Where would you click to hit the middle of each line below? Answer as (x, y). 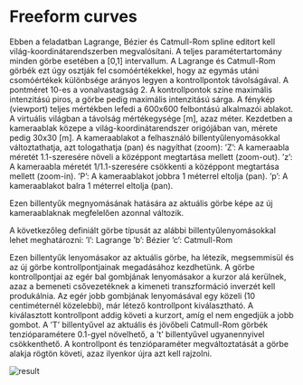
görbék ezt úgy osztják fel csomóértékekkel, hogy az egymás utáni (134, 70)
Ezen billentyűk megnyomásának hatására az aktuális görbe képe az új (141, 203)
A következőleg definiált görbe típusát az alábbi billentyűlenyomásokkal (142, 230)
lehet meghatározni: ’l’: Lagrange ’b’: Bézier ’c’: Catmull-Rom (121, 239)
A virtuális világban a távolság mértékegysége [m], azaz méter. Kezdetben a (151, 118)
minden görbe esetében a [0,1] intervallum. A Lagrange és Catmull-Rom (142, 61)
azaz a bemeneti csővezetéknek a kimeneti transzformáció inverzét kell (142, 286)
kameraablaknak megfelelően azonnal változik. (97, 212)
